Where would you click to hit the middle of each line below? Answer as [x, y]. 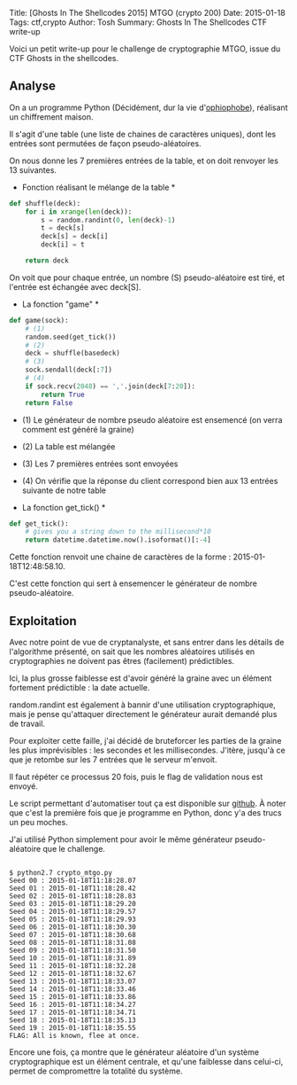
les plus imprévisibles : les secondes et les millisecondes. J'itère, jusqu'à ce [147, 750]
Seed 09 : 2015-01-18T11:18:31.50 [73, 950]
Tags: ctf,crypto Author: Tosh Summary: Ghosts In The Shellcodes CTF [138, 22]
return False [49, 402]
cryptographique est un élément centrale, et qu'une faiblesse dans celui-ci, [146, 1062]
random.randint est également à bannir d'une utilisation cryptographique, [142, 705]
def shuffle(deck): [45, 203]
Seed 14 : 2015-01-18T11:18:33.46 [73, 989]
